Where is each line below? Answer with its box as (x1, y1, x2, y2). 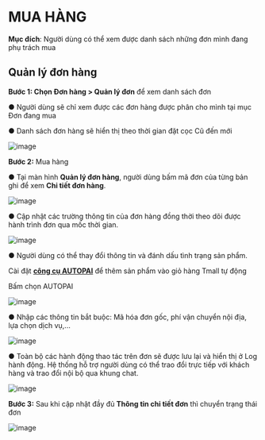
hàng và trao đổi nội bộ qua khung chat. (8, 368, 139, 377)
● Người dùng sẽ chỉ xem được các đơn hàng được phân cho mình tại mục (8, 102, 252, 111)
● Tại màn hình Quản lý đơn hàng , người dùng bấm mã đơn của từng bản (8, 172, 248, 182)
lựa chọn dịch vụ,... (8, 320, 71, 330)
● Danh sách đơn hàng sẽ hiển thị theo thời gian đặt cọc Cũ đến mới (8, 125, 232, 135)
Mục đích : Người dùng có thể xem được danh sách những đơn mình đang (8, 34, 248, 44)
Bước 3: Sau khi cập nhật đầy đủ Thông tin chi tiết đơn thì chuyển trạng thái (8, 399, 258, 408)
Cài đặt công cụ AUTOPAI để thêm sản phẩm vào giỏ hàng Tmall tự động (8, 266, 248, 276)
